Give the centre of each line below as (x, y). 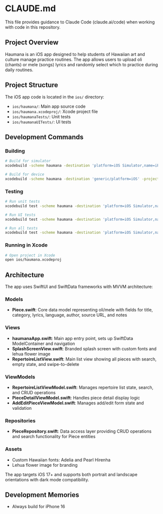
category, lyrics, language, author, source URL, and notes (70, 315)
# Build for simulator (28, 161)
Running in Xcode (26, 245)
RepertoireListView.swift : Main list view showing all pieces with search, (84, 359)
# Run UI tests (20, 215)
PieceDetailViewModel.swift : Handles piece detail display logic (76, 398)
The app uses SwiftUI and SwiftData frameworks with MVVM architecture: (79, 287)
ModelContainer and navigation (43, 343)
